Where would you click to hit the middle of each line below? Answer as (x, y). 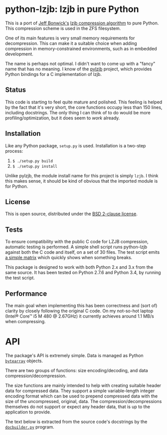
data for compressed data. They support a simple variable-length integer (80, 391)
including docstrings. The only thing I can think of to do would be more (78, 112)
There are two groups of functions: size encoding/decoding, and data (77, 370)
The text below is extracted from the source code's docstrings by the (76, 422)
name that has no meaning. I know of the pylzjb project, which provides (79, 69)
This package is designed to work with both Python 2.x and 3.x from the (79, 267)
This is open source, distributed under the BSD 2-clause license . (72, 214)
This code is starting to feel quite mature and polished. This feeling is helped (84, 102)
